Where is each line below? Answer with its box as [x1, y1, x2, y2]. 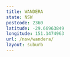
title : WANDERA [6, 8, 44, 15]
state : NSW [6, 14, 33, 20]
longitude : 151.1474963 [6, 31, 65, 37]
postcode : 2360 [6, 20, 44, 26]
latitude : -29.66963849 [6, 25, 65, 31]
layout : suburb [6, 42, 44, 48]
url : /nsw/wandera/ [6, 36, 54, 42]
